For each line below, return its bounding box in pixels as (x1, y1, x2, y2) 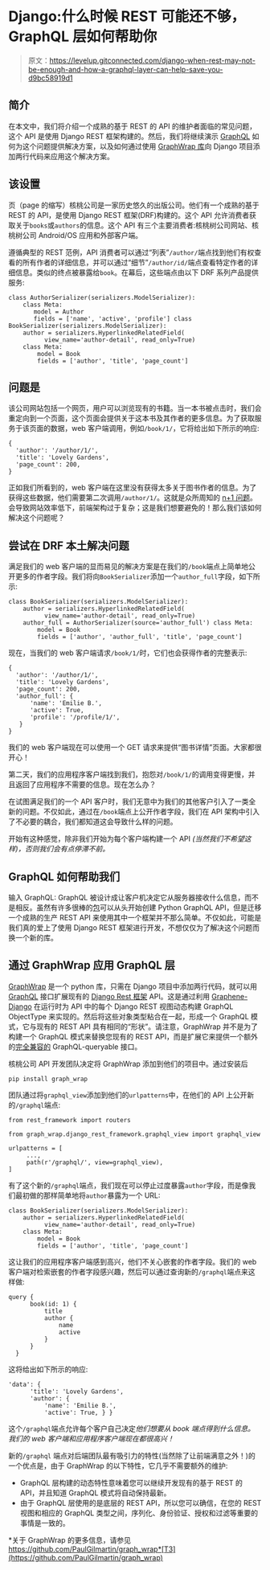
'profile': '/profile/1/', (29, 713, 121, 722)
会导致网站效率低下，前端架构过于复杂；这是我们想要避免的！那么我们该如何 (8, 503, 262, 513)
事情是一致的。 (19, 1518, 70, 1527)
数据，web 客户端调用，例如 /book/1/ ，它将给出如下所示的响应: (50, 424, 260, 433)
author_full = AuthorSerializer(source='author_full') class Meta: (22, 619, 253, 627)
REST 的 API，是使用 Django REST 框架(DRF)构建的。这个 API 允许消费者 (8, 210, 250, 219)
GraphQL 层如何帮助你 (8, 27, 157, 46)
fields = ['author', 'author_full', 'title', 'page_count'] (37, 633, 243, 642)
